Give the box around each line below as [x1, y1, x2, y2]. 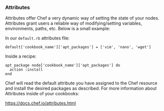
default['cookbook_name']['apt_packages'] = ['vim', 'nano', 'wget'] [5, 45, 152, 50]
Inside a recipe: [5, 53, 37, 59]
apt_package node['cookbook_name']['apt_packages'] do [5, 63, 121, 68]
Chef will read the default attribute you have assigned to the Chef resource [5, 80, 158, 86]
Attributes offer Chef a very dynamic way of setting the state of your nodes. [5, 15, 160, 21]
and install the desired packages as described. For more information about [5, 85, 157, 91]
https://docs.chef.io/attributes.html [5, 100, 76, 106]
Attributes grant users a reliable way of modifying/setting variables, [5, 20, 142, 26]
